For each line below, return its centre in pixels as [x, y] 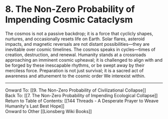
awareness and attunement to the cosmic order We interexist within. [75, 76]
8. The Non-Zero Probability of [70, 9]
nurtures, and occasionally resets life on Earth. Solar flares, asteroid [75, 39]
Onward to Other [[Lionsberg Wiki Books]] [48, 111]
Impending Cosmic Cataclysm [69, 20]
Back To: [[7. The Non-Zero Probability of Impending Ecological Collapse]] [81, 95]
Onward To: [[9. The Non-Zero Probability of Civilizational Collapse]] [76, 90]
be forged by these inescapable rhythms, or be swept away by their [75, 65]
